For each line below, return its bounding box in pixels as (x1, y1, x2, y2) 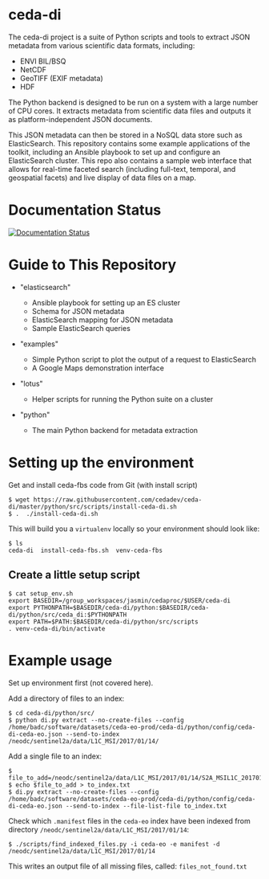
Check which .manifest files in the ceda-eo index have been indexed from (8, 816, 251, 825)
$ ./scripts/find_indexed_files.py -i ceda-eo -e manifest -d (8, 840, 220, 848)
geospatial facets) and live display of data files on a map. (8, 173, 196, 182)
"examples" (19, 339, 58, 349)
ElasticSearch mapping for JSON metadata (31, 315, 174, 325)
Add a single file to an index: (8, 751, 102, 761)
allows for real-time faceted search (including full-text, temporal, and (8, 164, 236, 174)
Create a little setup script (8, 568, 141, 582)
